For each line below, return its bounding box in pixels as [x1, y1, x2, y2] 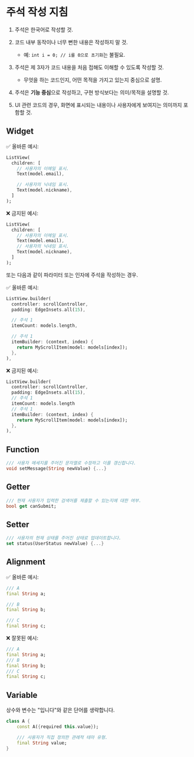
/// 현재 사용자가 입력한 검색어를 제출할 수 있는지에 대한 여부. [6, 498, 142, 503]
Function [6, 444, 40, 454]
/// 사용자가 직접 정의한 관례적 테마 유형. [17, 734, 108, 740]
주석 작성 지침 [6, 5, 68, 19]
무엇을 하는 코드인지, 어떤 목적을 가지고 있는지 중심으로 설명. [23, 76, 162, 83]
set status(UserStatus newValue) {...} [6, 541, 104, 547]
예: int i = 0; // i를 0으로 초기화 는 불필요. [23, 51, 126, 58]
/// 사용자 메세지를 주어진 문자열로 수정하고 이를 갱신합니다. [6, 460, 137, 466]
